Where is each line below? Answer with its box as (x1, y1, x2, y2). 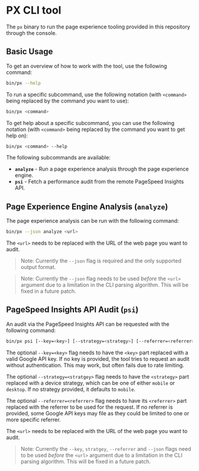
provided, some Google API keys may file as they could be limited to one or (6, 409, 190, 416)
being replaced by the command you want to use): (6, 97, 129, 104)
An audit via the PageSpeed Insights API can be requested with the (6, 321, 170, 328)
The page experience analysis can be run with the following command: (6, 217, 179, 225)
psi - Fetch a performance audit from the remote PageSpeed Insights (14, 178, 184, 185)
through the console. (6, 29, 57, 36)
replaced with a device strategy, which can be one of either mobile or (6, 379, 175, 386)
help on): (6, 132, 28, 139)
